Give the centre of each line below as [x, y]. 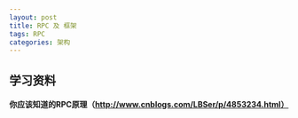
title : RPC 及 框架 [43, 26]
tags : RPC [27, 34]
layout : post [33, 17]
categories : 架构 [40, 42]
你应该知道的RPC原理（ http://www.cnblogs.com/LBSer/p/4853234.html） [149, 105]
